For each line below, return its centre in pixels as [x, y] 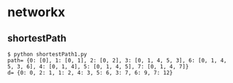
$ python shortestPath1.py [47, 54]
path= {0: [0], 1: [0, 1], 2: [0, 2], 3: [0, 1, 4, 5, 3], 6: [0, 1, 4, [117, 60]
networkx [36, 12]
